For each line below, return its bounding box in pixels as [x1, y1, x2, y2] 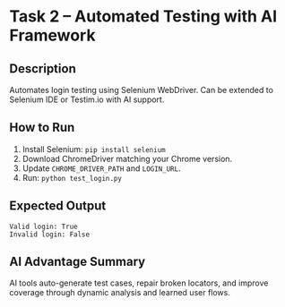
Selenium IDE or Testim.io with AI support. [9, 94, 165, 105]
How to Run [9, 120, 75, 135]
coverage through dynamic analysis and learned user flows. [9, 287, 230, 298]
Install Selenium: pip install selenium [22, 143, 166, 154]
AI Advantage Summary [9, 254, 146, 269]
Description [9, 61, 76, 76]
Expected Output [9, 199, 107, 214]
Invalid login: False [9, 230, 91, 239]
